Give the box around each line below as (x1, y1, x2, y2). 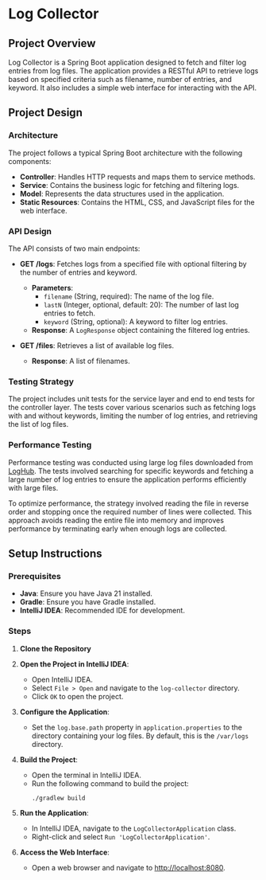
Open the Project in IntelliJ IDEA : (19, 659, 129, 669)
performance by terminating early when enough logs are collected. (8, 523, 228, 534)
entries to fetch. (43, 308, 96, 318)
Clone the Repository (19, 643, 91, 653)
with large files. (8, 483, 59, 492)
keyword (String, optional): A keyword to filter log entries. (43, 316, 229, 327)
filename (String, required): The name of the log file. (43, 291, 214, 301)
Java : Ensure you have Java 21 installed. (19, 589, 153, 598)
